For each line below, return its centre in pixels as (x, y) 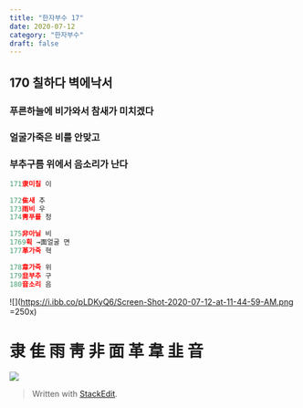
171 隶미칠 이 (31, 183)
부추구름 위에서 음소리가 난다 (69, 164)
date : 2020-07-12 (42, 26)
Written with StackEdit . (75, 394)
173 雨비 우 (27, 209)
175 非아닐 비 (31, 234)
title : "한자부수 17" (47, 18)
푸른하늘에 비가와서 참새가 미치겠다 (82, 110)
